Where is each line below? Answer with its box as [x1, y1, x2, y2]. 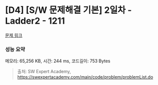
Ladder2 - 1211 [5, 15, 65, 27]
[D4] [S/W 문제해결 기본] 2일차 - [5, 4, 132, 16]
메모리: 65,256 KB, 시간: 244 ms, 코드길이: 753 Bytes [5, 58, 111, 64]
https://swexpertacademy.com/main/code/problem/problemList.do [17, 74, 154, 80]
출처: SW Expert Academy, [17, 69, 71, 75]
